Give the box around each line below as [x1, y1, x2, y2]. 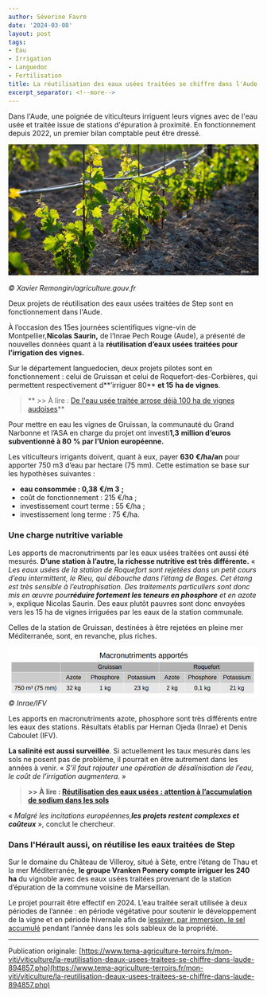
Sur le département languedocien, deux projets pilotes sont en [8, 363, 213, 373]
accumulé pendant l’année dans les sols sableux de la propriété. [8, 924, 219, 933]
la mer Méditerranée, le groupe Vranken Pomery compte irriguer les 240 [8, 866, 250, 875]
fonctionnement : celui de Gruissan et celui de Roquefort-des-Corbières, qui [8, 372, 258, 381]
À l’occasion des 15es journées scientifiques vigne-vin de [8, 323, 196, 332]
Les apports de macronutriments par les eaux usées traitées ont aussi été [8, 548, 250, 557]
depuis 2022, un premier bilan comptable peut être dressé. [8, 128, 201, 138]
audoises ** [27, 405, 65, 414]
